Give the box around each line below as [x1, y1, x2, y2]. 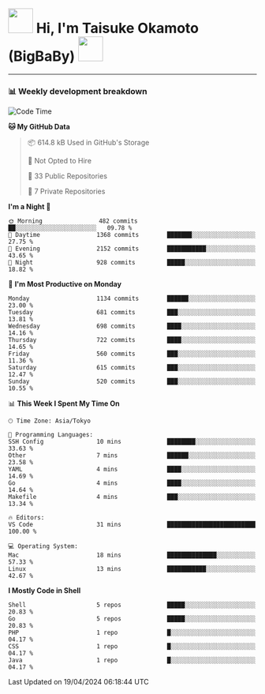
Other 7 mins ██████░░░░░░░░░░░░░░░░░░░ [8, 452, 256, 460]
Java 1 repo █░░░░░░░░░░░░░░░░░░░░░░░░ [8, 656, 256, 665]
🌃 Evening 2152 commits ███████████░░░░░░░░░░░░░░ [8, 245, 256, 253]
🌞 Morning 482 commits [8, 217, 138, 225]
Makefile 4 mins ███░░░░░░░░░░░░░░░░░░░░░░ [8, 493, 256, 501]
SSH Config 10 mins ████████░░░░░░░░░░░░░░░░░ [8, 438, 256, 446]
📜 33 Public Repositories [27, 171, 108, 181]
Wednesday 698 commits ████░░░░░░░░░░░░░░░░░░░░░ [8, 322, 256, 331]
